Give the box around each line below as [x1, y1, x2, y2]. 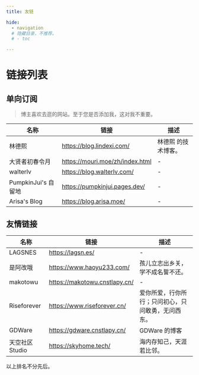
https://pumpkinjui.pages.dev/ [62, 182, 145, 191]
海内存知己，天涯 [139, 337, 188, 345]
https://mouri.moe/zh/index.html [62, 158, 152, 166]
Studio [9, 346, 28, 354]
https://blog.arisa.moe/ [62, 197, 126, 206]
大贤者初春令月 [9, 158, 52, 166]
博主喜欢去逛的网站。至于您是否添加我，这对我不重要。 [20, 111, 156, 118]
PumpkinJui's [9, 178, 47, 187]
